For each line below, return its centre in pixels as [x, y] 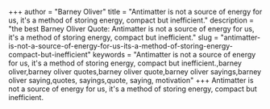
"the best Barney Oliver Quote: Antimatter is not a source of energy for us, [131, 29]
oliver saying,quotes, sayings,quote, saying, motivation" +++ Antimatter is [131, 80]
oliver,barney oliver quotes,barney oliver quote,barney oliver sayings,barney [135, 71]
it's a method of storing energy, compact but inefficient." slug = [114, 37]
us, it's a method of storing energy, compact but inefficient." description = [131, 20]
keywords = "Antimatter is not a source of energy [174, 55]
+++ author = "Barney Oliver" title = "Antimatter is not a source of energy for [135, 12]
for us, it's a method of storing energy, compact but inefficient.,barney [125, 63]
